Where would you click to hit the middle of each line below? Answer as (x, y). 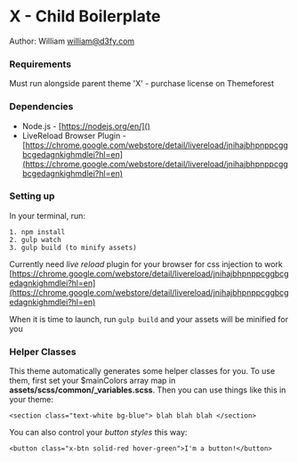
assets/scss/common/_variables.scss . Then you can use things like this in (148, 390)
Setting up (32, 196)
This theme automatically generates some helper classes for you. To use (142, 371)
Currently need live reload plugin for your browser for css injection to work (146, 263)
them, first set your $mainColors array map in (93, 381)
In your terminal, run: (48, 215)
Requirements (40, 64)
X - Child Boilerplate (85, 16)
